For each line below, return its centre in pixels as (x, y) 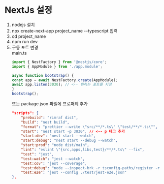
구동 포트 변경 (25, 47)
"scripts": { (25, 113)
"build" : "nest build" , (45, 122)
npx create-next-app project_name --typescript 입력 (65, 31)
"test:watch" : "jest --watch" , (53, 159)
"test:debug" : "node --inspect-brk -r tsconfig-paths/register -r (90, 168)
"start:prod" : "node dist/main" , (55, 145)
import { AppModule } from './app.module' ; (57, 66)
